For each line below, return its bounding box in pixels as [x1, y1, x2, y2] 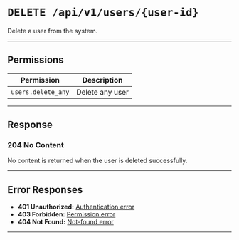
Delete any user [75, 87, 129, 97]
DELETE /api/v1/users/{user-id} [7, 6, 199, 19]
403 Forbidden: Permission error [17, 210, 116, 219]
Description [82, 75, 123, 85]
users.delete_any [11, 88, 70, 96]
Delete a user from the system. [7, 26, 98, 35]
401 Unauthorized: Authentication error [17, 202, 135, 212]
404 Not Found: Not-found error [17, 218, 114, 226]
